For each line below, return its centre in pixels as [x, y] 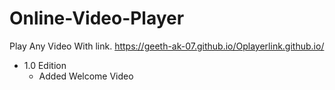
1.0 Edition [45, 65]
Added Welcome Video [86, 76]
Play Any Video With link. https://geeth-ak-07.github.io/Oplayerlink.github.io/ [167, 46]
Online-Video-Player [97, 18]
